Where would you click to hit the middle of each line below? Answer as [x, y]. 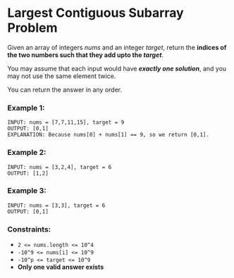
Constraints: [29, 229]
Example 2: [27, 153]
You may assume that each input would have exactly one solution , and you [117, 68]
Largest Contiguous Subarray [96, 13]
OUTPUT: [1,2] [28, 173]
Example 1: [26, 108]
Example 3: [27, 191]
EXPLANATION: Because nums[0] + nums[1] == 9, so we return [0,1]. [109, 135]
